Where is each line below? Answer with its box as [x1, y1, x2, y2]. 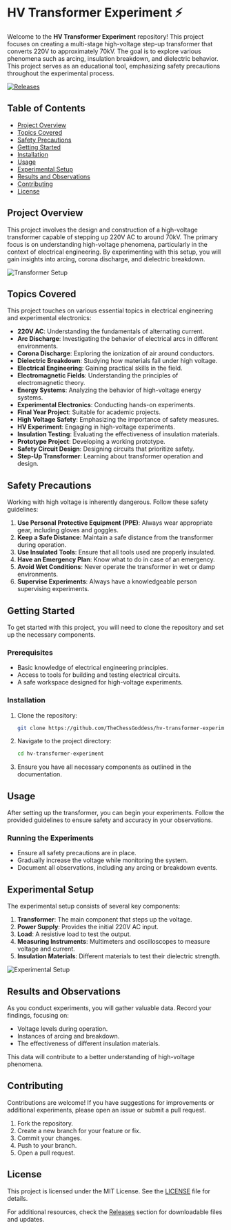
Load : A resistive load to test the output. [17, 930, 132, 938]
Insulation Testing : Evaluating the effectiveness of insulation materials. [17, 430, 220, 438]
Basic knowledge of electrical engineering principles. [17, 664, 169, 672]
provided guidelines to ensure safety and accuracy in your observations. [7, 816, 213, 824]
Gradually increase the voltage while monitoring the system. [17, 856, 188, 864]
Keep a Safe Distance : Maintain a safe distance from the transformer [17, 533, 214, 542]
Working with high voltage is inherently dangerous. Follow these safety [7, 498, 209, 506]
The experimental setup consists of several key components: [7, 902, 181, 911]
